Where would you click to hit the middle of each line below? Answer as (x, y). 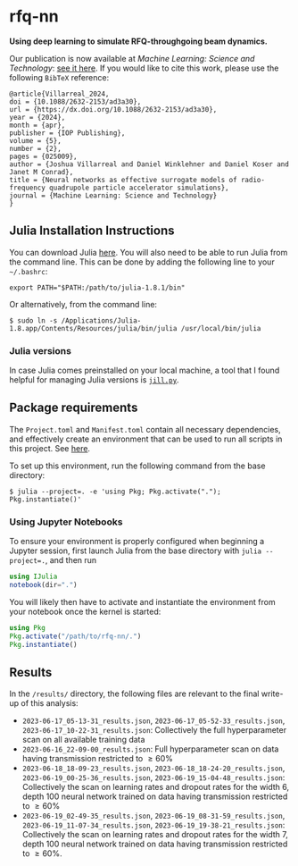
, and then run (71, 560)
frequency (28, 188)
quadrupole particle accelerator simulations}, (139, 188)
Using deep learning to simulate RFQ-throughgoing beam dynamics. (138, 41)
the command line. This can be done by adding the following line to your (142, 262)
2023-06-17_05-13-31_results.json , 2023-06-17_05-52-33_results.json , (153, 720)
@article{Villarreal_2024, (59, 94)
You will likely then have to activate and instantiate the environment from (142, 601)
